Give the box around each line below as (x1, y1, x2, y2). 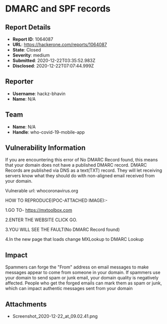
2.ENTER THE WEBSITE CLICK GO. (5, 217, 78, 223)
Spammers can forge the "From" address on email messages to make (5, 264, 149, 270)
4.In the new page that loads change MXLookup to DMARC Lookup (5, 236, 144, 242)
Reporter (5, 77, 34, 86)
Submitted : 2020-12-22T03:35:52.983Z (12, 58, 96, 63)
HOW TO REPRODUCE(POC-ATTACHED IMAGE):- (5, 197, 108, 203)
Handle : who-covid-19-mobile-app (12, 129, 85, 135)
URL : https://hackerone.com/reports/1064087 (12, 42, 107, 48)
